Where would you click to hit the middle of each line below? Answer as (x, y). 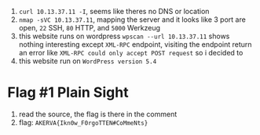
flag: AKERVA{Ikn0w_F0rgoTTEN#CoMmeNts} (83, 122)
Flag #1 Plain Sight (68, 92)
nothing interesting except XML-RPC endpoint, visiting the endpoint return (135, 44)
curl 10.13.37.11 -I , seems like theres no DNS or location (114, 11)
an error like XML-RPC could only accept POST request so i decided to (131, 53)
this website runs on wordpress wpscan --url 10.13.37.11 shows (124, 36)
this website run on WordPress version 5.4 (88, 61)
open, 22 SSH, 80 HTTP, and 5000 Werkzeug (90, 28)
